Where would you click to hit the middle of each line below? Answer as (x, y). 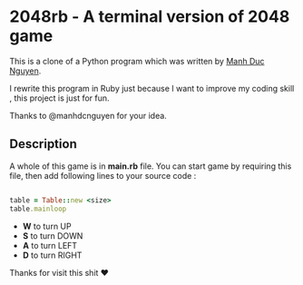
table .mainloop (38, 209)
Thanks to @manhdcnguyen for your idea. (88, 115)
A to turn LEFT (50, 245)
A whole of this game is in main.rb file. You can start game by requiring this (151, 166)
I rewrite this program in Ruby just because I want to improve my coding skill (152, 88)
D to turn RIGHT (52, 255)
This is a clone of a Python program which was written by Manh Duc (137, 61)
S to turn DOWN (53, 236)
